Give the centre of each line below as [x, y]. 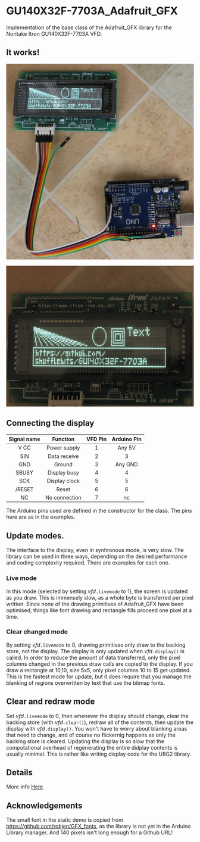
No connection [63, 497]
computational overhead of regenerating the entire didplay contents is [92, 747]
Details [19, 773]
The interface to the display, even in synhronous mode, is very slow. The [95, 550]
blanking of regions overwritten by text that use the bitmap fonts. [86, 682]
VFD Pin [96, 439]
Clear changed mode [37, 632]
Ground [63, 464]
